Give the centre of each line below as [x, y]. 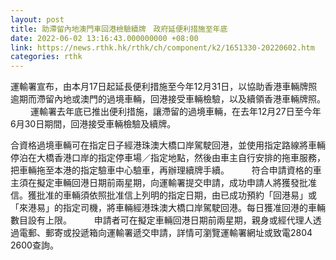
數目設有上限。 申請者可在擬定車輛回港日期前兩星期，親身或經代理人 [161, 220]
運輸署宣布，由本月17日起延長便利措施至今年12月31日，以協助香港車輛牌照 [164, 87]
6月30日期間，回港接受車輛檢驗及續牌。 [93, 124]
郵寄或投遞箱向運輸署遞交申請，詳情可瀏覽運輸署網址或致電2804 [178, 233]
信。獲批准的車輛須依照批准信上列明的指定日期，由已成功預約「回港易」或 [163, 195]
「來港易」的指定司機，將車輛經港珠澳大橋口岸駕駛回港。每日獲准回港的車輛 [168, 208]
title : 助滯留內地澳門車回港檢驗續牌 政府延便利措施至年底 [119, 29]
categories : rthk [46, 57]
